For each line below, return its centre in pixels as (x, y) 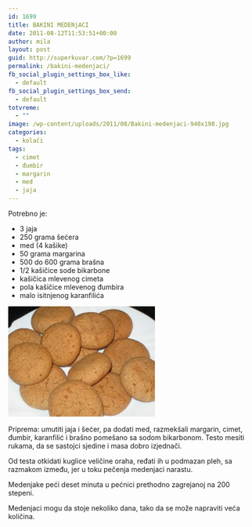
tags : (17, 149)
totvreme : (24, 107)
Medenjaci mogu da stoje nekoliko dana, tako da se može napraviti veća (124, 508)
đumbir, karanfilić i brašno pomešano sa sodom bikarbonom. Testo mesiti (126, 438)
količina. (22, 516)
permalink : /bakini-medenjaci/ (59, 67)
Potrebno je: (28, 213)
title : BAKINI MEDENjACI (49, 25)
